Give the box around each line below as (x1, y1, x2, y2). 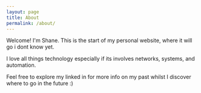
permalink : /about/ (6, 20, 56, 26)
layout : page (6, 9, 39, 15)
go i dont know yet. (6, 43, 55, 50)
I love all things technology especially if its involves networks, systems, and (6, 55, 196, 63)
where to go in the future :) (6, 80, 73, 87)
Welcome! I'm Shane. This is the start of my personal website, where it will (6, 37, 192, 44)
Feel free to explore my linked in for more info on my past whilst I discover (6, 74, 191, 81)
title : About (6, 15, 39, 21)
